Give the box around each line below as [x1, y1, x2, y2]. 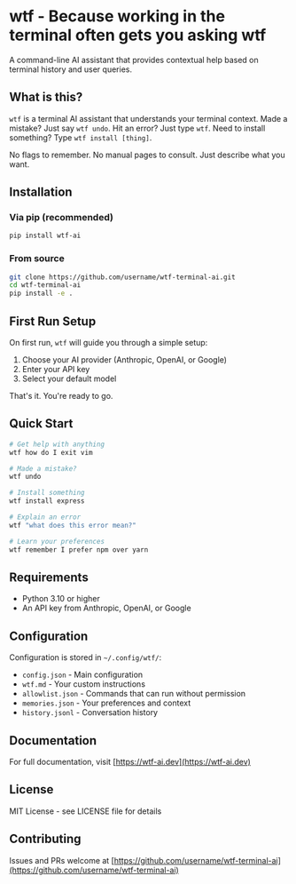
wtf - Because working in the [9, 6, 226, 27]
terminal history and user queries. [9, 64, 133, 75]
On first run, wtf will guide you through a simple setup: [9, 338, 208, 348]
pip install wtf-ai [9, 231, 82, 241]
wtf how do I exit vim [9, 448, 93, 457]
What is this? [9, 90, 83, 105]
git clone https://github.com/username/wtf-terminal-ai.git [9, 273, 237, 282]
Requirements [9, 570, 89, 585]
